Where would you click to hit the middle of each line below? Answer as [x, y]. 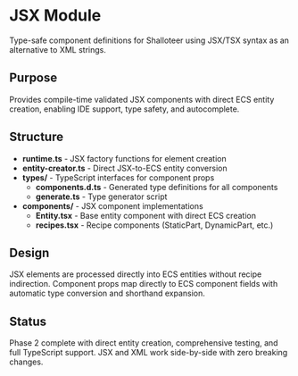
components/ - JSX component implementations [112, 205]
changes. [26, 362]
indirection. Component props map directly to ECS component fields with [144, 284]
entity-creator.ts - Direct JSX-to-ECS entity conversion [124, 168]
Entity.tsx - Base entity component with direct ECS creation [146, 215]
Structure [37, 137]
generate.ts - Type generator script [101, 196]
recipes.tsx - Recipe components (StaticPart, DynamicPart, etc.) [154, 225]
